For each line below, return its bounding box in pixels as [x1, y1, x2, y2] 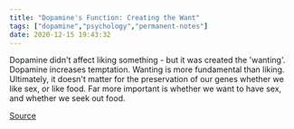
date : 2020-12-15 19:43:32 [9, 30, 111, 39]
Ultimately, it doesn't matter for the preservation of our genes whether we [9, 74, 285, 85]
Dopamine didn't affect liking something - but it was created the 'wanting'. [9, 55, 286, 66]
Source [9, 110, 36, 122]
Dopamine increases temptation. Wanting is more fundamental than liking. [9, 64, 285, 75]
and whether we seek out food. [9, 93, 126, 104]
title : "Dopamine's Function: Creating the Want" [9, 13, 201, 23]
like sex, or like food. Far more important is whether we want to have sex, [9, 83, 282, 95]
